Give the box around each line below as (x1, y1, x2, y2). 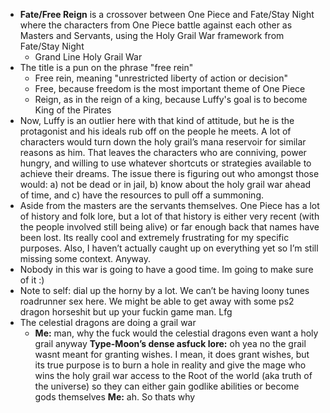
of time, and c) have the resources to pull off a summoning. (19, 189, 265, 201)
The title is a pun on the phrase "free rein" (19, 62, 194, 73)
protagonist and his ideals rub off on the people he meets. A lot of (19, 125, 292, 137)
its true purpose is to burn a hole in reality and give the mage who (34, 359, 307, 371)
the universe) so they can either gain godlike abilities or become (34, 380, 300, 392)
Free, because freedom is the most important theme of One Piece (34, 83, 306, 94)
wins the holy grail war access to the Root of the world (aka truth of (34, 370, 313, 381)
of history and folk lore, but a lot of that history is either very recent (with (19, 210, 320, 222)
